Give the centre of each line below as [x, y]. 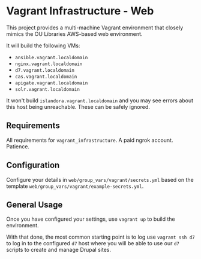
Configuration [33, 165]
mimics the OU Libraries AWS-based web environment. [74, 33]
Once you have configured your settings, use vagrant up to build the [91, 219]
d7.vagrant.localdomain [45, 70]
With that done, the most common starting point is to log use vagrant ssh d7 [100, 237]
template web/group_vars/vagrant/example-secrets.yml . [75, 186]
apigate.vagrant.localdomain [51, 83]
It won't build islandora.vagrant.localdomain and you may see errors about [100, 100]
